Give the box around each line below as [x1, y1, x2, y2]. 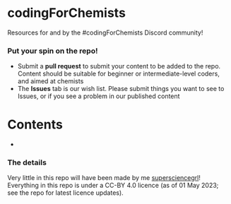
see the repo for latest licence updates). [7, 188, 124, 197]
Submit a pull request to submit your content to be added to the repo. [17, 62, 221, 71]
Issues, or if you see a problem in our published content [17, 92, 180, 100]
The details [7, 157, 47, 167]
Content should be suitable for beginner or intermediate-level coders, [17, 69, 220, 78]
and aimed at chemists [17, 77, 84, 85]
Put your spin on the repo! [7, 46, 98, 56]
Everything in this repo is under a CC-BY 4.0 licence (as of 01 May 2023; [7, 181, 219, 190]
